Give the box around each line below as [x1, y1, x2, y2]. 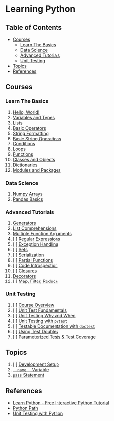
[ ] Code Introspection [12, 263, 58, 269]
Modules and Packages [12, 167, 61, 173]
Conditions [12, 140, 35, 146]
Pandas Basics [12, 196, 43, 202]
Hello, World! [12, 109, 40, 115]
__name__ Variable [12, 367, 49, 373]
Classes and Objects [12, 156, 55, 162]
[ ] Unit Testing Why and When [12, 312, 76, 318]
